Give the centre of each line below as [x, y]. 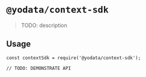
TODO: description [44, 25]
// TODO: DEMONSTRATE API [38, 68]
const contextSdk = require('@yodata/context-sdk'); [74, 58]
